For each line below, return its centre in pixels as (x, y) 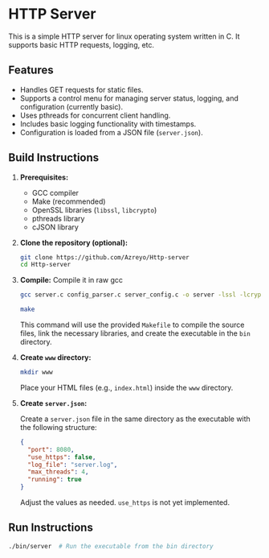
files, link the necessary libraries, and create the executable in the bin (135, 333)
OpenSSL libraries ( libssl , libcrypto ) (94, 209)
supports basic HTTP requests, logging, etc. (82, 44)
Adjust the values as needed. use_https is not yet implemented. (125, 502)
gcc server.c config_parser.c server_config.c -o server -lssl (128, 295)
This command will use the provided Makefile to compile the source (132, 325)
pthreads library (58, 218)
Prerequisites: (44, 177)
